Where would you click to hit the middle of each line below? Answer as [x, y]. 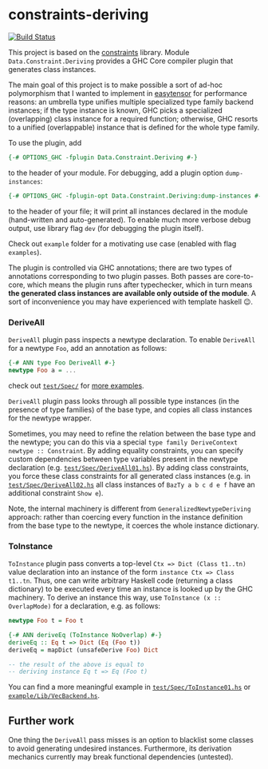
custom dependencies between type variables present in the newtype [123, 459]
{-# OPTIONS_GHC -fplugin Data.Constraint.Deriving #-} [103, 157]
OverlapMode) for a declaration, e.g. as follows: [85, 606]
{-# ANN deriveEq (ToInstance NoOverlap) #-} [85, 635]
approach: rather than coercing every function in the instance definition [126, 516]
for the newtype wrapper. [50, 418]
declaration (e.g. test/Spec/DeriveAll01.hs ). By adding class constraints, [128, 467]
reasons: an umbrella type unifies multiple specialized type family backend [131, 102]
